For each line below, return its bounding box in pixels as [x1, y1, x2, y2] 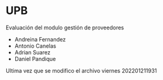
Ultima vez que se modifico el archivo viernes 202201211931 [5, 67, 157, 74]
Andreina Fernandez [14, 35, 66, 43]
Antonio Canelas [14, 42, 56, 49]
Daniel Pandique [14, 55, 56, 62]
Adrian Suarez [14, 48, 51, 56]
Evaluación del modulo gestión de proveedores [5, 24, 125, 31]
